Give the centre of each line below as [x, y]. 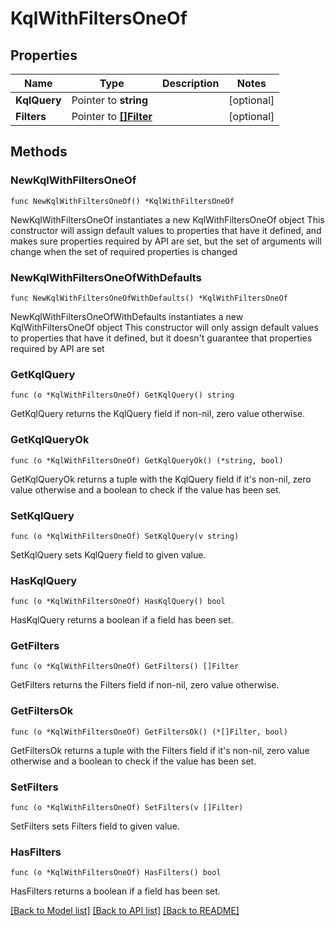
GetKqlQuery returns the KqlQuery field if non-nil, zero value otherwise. [158, 414]
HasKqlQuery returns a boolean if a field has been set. [122, 620]
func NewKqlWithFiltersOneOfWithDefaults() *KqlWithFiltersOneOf [149, 298]
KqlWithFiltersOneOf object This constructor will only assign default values [164, 327]
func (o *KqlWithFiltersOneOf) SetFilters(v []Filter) [127, 808]
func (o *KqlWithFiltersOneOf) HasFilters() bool [116, 873]
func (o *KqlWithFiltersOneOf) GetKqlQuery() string [122, 395]
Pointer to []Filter [112, 116]
